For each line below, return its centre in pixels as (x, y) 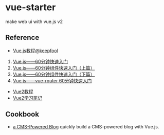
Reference (22, 38)
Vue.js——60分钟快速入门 (40, 61)
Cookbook (22, 114)
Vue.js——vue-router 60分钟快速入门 (52, 80)
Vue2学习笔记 (28, 98)
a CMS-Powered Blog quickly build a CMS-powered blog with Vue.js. (86, 126)
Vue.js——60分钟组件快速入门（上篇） (54, 67)
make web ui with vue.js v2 (34, 21)
